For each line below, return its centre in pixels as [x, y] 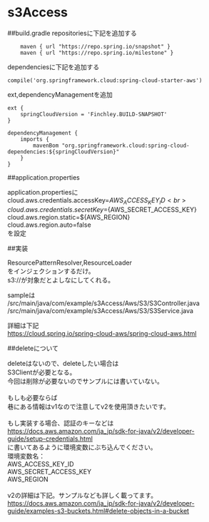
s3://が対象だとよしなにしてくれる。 [61, 280]
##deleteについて [33, 348]
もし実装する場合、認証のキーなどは [61, 423]
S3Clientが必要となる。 [42, 372]
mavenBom [46, 145]
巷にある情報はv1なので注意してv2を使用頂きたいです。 [88, 406]
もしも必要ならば [32, 397]
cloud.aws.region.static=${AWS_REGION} [69, 217]
